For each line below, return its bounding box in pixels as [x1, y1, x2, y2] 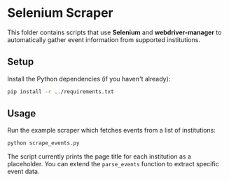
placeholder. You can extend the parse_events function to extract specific [7, 160, 219, 168]
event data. [7, 167, 40, 176]
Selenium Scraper [7, 5, 113, 21]
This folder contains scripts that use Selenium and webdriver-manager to [7, 28, 222, 36]
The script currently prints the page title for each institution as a [7, 152, 191, 161]
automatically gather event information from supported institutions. [7, 35, 201, 43]
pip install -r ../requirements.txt [7, 88, 114, 95]
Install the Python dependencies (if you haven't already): [7, 74, 171, 83]
